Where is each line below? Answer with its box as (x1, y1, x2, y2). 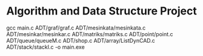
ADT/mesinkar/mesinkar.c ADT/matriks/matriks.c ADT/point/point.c (6, 30, 174, 37)
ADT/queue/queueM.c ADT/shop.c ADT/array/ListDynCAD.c (6, 37, 156, 44)
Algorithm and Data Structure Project (6, 4, 197, 18)
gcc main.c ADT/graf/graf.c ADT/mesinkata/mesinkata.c (6, 24, 146, 31)
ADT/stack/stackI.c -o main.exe (6, 43, 85, 51)
